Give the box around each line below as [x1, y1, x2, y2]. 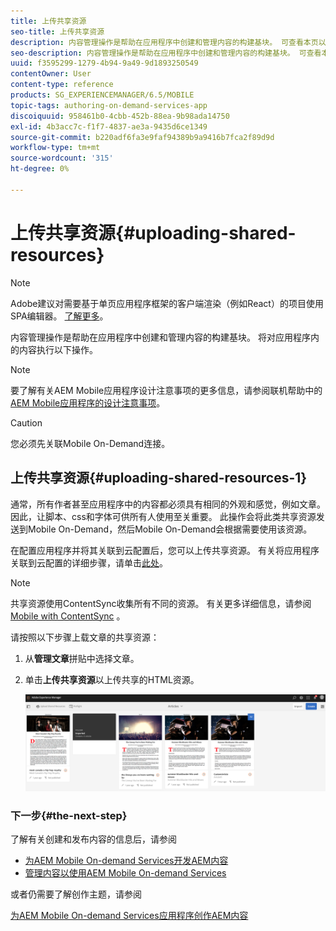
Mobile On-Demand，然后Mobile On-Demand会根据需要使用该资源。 [27, 523, 313, 535]
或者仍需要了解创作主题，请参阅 [10, 888, 142, 900]
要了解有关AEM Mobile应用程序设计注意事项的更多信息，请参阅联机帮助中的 [10, 384, 323, 396]
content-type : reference [10, 80, 114, 90]
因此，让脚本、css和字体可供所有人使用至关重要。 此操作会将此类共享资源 [10, 510, 317, 522]
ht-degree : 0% [10, 164, 70, 174]
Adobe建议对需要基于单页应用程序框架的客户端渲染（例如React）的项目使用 [10, 297, 324, 309]
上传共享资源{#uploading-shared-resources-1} [10, 470, 308, 487]
